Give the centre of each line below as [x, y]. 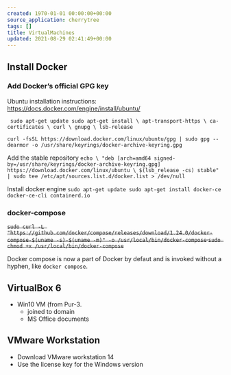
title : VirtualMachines [41, 33]
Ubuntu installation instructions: [52, 101]
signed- [165, 158]
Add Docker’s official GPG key [58, 86]
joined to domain [51, 311]
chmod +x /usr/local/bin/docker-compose [66, 246]
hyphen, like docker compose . [47, 266]
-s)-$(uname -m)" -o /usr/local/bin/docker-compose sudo [138, 241]
